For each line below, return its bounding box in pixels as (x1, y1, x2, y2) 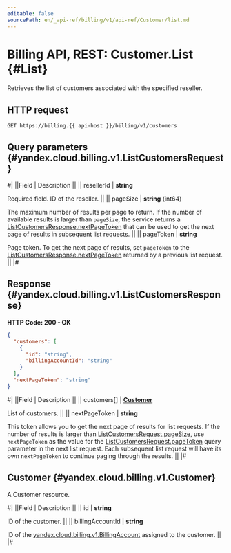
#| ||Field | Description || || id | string (7, 503, 112, 512)
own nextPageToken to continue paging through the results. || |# (7, 451, 187, 460)
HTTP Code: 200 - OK (7, 318, 71, 326)
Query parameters (7, 141, 88, 153)
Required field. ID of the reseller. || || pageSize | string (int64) (7, 194, 182, 203)
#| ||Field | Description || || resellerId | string (7, 181, 133, 190)
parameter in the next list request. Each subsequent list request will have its (7, 444, 222, 453)
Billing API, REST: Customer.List (7, 46, 194, 62)
